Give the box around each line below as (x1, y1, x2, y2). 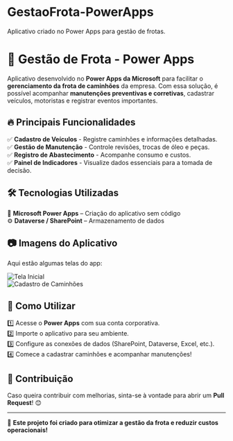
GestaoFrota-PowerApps (7, 4, 154, 20)
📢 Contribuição (7, 372, 74, 385)
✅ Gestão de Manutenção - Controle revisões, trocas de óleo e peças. (7, 143, 210, 151)
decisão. (7, 166, 32, 174)
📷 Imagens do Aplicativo (7, 237, 118, 249)
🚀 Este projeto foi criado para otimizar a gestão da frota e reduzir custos (7, 418, 218, 426)
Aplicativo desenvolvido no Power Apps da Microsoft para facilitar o (7, 74, 203, 83)
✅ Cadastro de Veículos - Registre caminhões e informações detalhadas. (7, 135, 218, 143)
